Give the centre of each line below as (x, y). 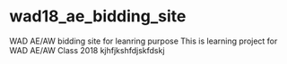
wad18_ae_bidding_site (98, 16)
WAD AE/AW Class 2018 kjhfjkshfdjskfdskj (87, 50)
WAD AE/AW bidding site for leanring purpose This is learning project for (143, 41)
